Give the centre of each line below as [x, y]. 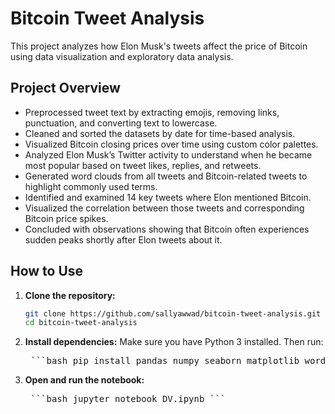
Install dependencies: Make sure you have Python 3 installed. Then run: [174, 342]
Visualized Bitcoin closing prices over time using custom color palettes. [171, 144]
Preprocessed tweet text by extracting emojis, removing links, [152, 112]
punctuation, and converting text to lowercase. [121, 123]
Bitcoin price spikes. [66, 218]
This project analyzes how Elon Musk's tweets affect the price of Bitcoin [159, 46]
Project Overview [65, 88]
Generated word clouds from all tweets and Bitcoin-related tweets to [166, 176]
